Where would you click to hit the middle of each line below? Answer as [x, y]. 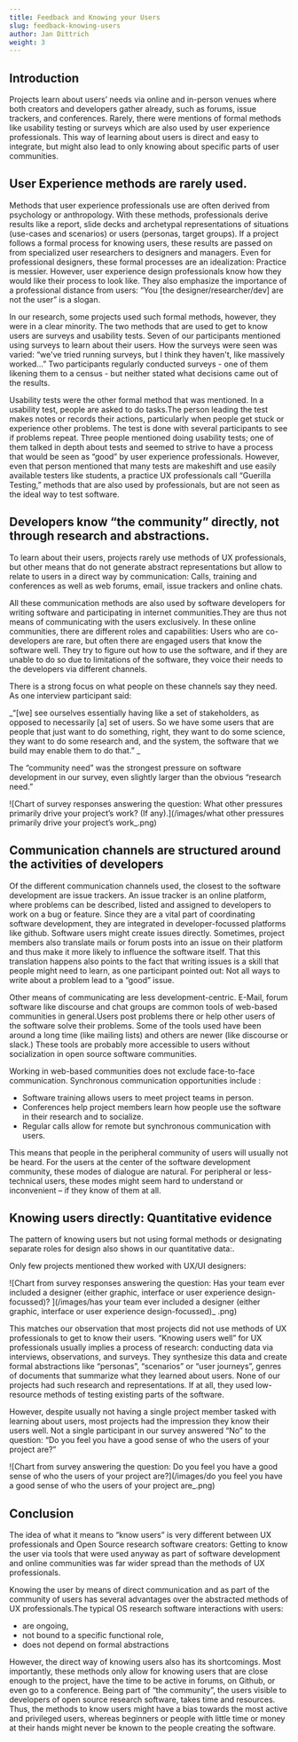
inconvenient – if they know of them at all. [85, 1190]
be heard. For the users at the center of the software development [130, 1162]
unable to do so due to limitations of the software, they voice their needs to [146, 659]
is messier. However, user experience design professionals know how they [145, 271]
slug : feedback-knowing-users [65, 26]
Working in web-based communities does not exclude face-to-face [132, 1071]
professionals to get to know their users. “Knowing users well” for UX [136, 1338]
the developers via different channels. [78, 669]
